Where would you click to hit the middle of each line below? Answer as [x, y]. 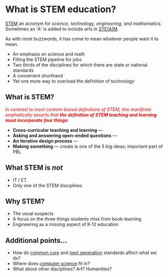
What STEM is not [34, 168]
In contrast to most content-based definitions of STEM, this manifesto [78, 109]
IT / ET [20, 180]
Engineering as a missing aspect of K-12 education [65, 225]
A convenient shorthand [38, 75]
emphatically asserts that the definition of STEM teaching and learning [81, 115]
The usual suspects [33, 214]
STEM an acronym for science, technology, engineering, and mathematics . [83, 23]
